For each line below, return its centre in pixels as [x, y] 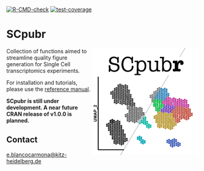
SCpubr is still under [33, 101]
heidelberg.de [24, 161]
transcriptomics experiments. [43, 70]
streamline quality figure [37, 58]
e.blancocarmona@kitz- [37, 154]
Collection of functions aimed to [47, 51]
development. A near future [42, 107]
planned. [18, 120]
